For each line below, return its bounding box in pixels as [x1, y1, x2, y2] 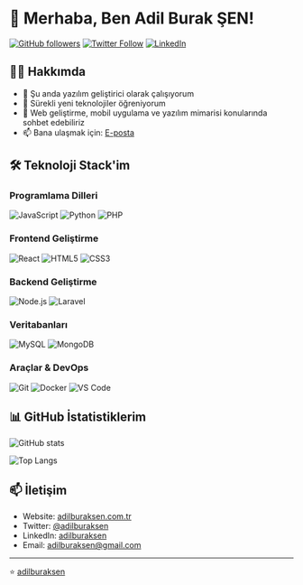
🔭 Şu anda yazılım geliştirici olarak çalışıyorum [22, 88, 195, 98]
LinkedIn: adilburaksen [22, 530, 107, 541]
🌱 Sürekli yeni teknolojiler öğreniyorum [22, 97, 167, 108]
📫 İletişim [9, 482, 68, 497]
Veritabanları [9, 318, 68, 330]
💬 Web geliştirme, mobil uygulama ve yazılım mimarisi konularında [22, 107, 268, 118]
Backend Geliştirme [9, 275, 97, 288]
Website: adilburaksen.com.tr [22, 511, 133, 522]
